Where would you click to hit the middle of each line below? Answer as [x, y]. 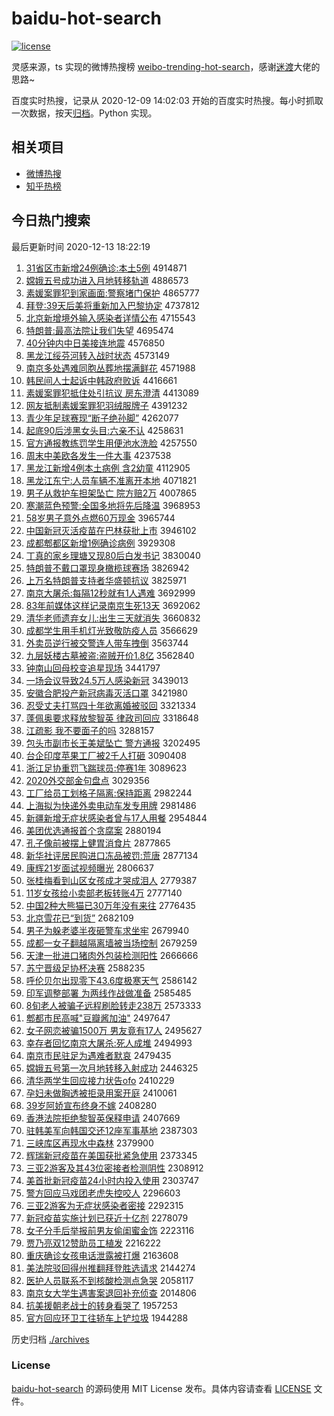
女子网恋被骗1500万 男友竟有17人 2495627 [114, 1030]
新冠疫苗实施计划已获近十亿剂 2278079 [107, 1218]
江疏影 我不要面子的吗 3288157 [90, 730]
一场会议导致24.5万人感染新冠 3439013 [107, 680]
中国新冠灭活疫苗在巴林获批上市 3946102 [111, 530]
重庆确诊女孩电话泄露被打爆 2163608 [102, 1255]
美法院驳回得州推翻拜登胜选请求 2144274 [110, 1268]
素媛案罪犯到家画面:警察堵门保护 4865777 [112, 293]
